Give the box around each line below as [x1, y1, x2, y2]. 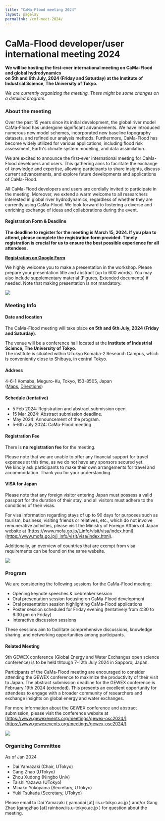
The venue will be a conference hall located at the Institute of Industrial [5, 340, 153, 346]
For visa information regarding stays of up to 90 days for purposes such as [5, 512, 158, 518]
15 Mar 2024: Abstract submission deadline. [12, 411, 103, 417]
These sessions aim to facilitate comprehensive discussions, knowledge [5, 627, 153, 632]
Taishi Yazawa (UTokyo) [12, 779, 62, 785]
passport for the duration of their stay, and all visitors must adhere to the [5, 497, 154, 503]
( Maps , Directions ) [5, 383, 43, 389]
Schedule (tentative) [5, 395, 49, 401]
